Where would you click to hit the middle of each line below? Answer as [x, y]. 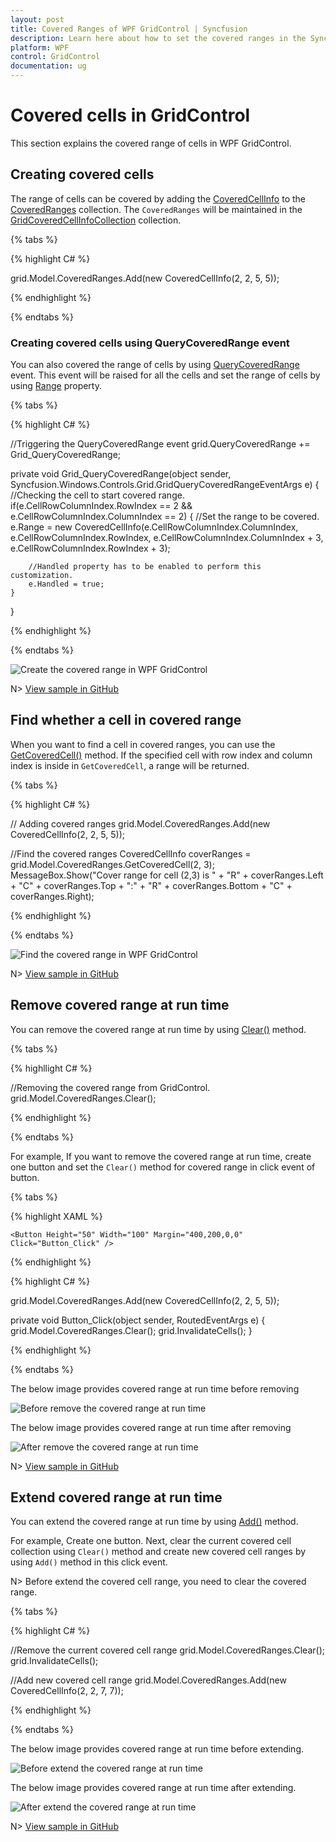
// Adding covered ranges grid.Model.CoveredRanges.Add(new [140, 823]
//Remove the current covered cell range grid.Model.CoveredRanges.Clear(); [167, 1650]
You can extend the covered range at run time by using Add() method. [154, 1522]
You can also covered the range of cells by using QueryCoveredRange [155, 365]
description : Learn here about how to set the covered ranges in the [158, 38]
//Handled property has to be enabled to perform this [145, 567]
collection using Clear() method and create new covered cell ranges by [158, 1552]
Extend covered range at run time [116, 1497]
